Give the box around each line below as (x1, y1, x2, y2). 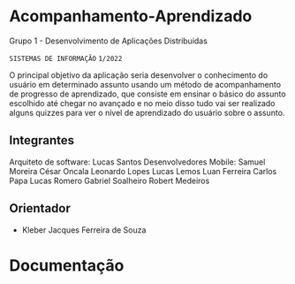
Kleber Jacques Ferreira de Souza (21, 224, 147, 235)
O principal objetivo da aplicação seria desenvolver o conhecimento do (9, 69, 269, 81)
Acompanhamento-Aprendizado (9, 6, 253, 27)
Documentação (9, 255, 125, 275)
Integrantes (9, 133, 75, 148)
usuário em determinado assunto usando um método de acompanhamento (9, 79, 281, 89)
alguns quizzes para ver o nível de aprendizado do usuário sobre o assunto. (9, 107, 285, 118)
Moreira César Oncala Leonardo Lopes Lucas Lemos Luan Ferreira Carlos (9, 165, 277, 176)
